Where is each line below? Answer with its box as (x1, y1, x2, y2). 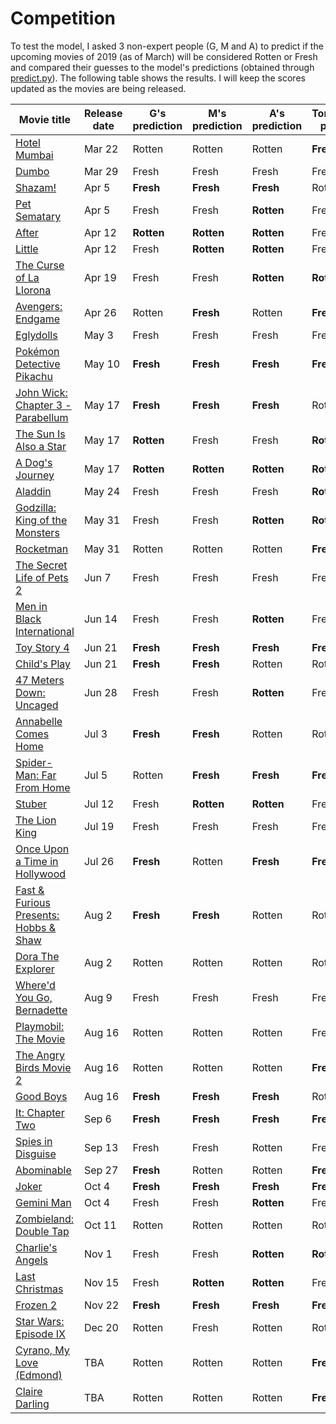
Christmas (15, 1282, 64, 1296)
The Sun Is (15, 427, 66, 441)
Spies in (15, 1134, 53, 1148)
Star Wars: (15, 1314, 65, 1328)
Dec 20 (83, 1320, 119, 1334)
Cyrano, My (15, 1343, 70, 1357)
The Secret (15, 558, 68, 572)
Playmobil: (15, 1019, 65, 1033)
